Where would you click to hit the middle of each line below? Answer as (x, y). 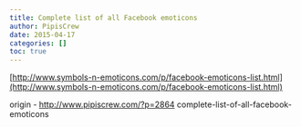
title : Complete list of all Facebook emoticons (104, 18)
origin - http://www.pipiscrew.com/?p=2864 (92, 104)
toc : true (28, 52)
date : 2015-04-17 (42, 34)
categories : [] (38, 43)
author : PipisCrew (44, 26)
